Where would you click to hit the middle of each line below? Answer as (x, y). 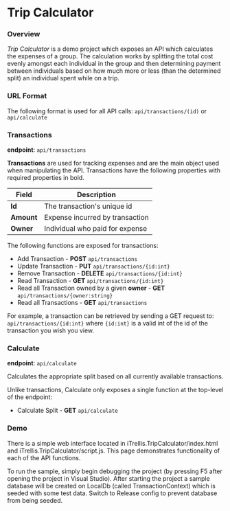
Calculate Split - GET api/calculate (67, 411)
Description (96, 195)
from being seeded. (35, 500)
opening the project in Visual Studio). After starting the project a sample (109, 478)
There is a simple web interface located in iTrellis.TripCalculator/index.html (113, 443)
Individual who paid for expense (96, 229)
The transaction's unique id (88, 206)
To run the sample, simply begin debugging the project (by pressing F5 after (115, 471)
